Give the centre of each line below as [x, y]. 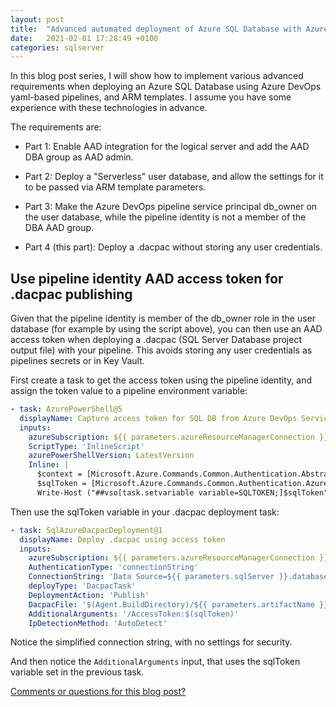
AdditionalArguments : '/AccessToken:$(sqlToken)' [134, 614]
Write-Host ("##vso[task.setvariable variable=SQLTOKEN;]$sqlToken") [184, 492]
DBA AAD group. [59, 228]
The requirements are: [56, 127]
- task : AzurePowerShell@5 [66, 409]
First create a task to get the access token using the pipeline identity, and [161, 380]
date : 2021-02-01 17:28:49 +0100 [84, 38]
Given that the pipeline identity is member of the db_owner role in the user [163, 318]
